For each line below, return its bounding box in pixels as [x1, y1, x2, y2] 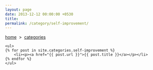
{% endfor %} [5, 57, 32, 62]
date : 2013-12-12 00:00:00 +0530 [5, 12, 74, 17]
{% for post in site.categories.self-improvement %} [5, 48, 115, 53]
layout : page [5, 7, 32, 12]
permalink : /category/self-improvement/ [5, 21, 89, 26]
